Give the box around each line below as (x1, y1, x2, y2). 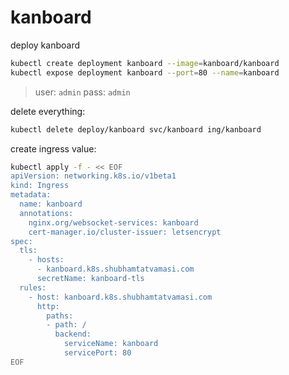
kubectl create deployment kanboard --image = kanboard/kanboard (10, 58, 280, 68)
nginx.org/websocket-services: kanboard (28, 217, 199, 228)
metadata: (10, 190, 52, 200)
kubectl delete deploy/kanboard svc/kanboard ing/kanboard (10, 124, 262, 135)
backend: (54, 329, 92, 340)
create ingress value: (10, 142, 97, 155)
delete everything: (10, 105, 86, 117)
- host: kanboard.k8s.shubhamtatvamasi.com (28, 292, 213, 302)
